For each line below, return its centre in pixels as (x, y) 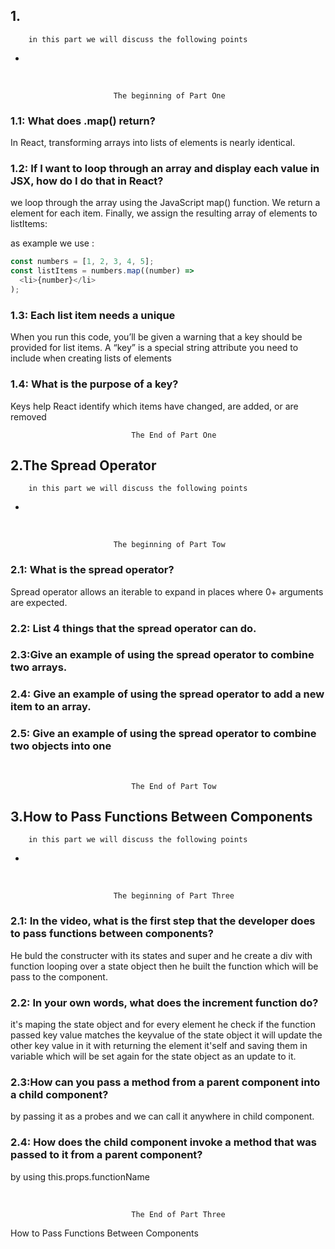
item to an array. (51, 707)
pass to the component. (59, 976)
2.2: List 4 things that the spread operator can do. (133, 628)
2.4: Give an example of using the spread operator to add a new (167, 694)
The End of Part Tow (174, 786)
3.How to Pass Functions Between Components (161, 817)
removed (28, 416)
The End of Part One (174, 435)
